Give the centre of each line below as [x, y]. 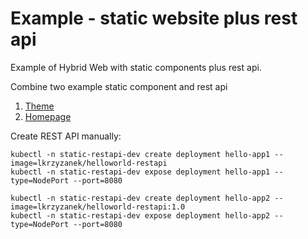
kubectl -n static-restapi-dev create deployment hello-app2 [140, 198]
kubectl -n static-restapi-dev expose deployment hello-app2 [140, 215]
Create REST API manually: [66, 136]
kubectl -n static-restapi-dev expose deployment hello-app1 [140, 172]
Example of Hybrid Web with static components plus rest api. [136, 67]
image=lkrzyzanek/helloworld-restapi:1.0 [98, 207]
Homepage [48, 116]
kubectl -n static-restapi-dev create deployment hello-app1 [140, 154]
